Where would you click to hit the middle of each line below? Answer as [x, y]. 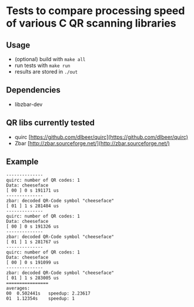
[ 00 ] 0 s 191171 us [33, 191]
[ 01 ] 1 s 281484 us [33, 206]
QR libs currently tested [51, 123]
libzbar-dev [29, 104]
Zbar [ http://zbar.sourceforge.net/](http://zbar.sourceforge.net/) [92, 143]
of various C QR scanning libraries [91, 23]
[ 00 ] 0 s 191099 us [33, 263]
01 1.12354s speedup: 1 [41, 299]
